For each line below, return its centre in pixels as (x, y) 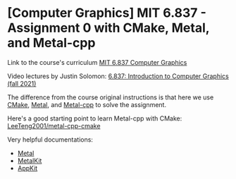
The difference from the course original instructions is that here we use (111, 97)
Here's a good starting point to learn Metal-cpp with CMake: (95, 118)
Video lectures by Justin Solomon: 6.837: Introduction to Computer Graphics (118, 76)
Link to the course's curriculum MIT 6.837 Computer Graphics (97, 62)
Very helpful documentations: (50, 140)
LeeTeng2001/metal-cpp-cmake (54, 125)
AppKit (27, 168)
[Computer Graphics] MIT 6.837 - (107, 13)
